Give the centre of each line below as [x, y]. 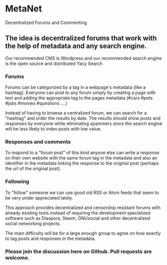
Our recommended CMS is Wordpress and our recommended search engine [83, 58]
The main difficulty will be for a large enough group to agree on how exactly [83, 233]
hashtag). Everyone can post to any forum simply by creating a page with [81, 92]
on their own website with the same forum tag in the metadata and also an [81, 158]
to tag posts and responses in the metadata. [50, 238]
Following [17, 181]
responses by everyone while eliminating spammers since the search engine [84, 123]
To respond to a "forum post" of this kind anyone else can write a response [82, 152]
